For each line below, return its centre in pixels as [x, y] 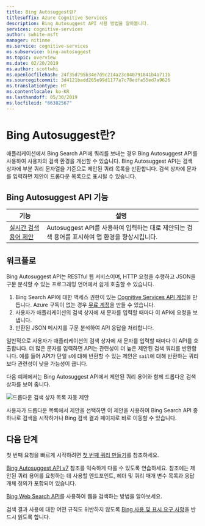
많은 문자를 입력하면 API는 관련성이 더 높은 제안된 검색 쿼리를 [108, 349]
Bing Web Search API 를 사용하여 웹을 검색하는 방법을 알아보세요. [85, 496]
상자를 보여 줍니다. [28, 384]
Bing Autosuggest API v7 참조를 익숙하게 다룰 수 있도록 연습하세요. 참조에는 [98, 468]
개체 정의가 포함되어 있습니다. [41, 483]
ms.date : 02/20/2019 [33, 63]
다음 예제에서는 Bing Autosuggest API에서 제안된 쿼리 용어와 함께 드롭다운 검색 [101, 377]
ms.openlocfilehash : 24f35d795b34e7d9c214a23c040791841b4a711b [88, 75]
